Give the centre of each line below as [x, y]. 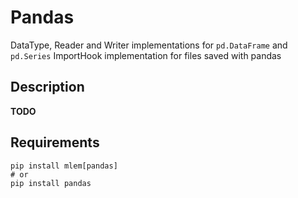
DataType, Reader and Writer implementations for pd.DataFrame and [149, 45]
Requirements [55, 142]
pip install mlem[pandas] [64, 166]
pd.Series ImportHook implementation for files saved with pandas [146, 55]
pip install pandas [51, 183]
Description [47, 87]
